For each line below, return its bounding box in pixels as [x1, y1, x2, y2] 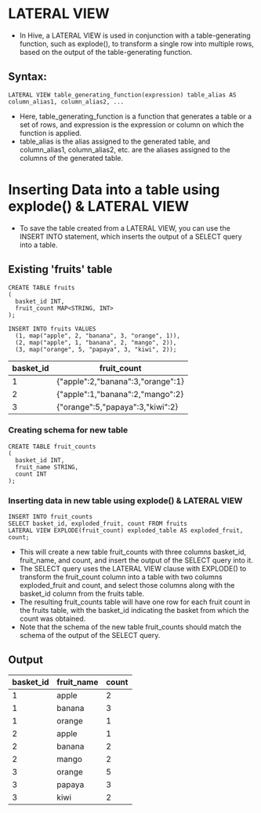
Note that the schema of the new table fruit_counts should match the [19, 622, 241, 632]
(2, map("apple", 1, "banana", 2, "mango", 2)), [15, 338, 177, 346]
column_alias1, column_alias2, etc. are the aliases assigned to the [19, 144, 230, 154]
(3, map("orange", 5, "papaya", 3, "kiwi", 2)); [15, 345, 177, 353]
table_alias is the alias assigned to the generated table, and [19, 137, 211, 146]
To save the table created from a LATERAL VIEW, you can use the [19, 223, 231, 232]
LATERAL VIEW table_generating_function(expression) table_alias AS [8, 91, 237, 99]
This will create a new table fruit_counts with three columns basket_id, [19, 547, 247, 557]
